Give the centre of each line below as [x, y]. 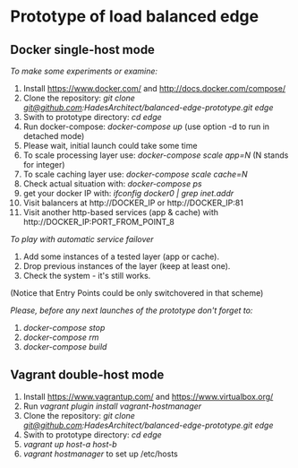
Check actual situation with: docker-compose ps [112, 184]
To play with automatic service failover [82, 239]
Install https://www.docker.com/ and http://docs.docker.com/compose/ [154, 88]
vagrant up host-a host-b [70, 444]
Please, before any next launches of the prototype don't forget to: [132, 310]
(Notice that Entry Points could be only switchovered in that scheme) [137, 293]
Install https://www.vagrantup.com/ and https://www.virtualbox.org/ [148, 396]
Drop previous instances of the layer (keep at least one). [127, 266]
